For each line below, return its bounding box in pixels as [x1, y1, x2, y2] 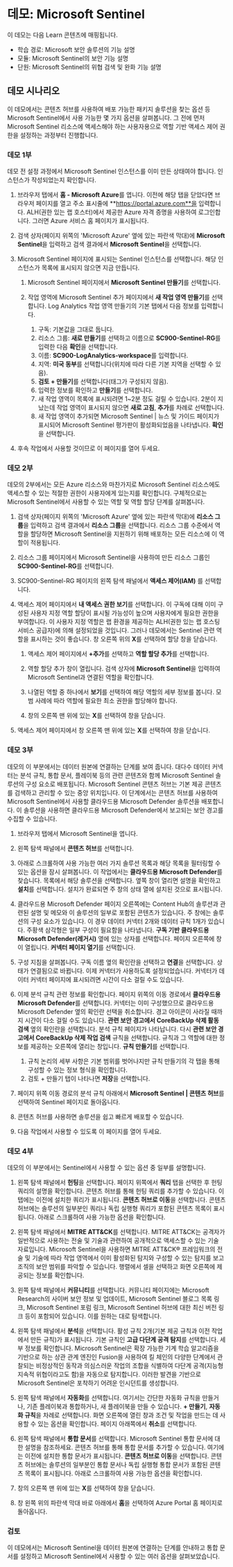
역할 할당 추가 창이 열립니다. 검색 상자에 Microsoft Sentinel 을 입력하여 [27, 664, 221, 673]
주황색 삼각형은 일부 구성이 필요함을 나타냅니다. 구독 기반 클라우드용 [26, 926, 209, 934]
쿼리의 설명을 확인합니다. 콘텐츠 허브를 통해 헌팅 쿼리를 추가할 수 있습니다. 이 [17, 1186, 225, 1195]
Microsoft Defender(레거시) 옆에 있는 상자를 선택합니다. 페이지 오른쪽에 [17, 934, 215, 942]
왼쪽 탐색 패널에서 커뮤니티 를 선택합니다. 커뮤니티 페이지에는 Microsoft [17, 1286, 209, 1294]
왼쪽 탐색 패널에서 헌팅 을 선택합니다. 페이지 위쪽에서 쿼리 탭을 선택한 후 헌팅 [17, 1178, 223, 1186]
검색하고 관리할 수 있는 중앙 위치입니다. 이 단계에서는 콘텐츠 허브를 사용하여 [14, 788, 218, 796]
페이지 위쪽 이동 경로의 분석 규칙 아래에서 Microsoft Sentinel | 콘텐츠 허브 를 [17, 1089, 225, 1097]
